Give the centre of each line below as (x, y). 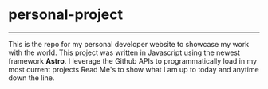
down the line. (32, 78)
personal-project (66, 15)
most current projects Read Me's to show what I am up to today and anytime (134, 69)
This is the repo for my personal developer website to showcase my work (129, 44)
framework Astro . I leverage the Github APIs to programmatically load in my (133, 60)
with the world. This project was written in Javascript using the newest (124, 52)
